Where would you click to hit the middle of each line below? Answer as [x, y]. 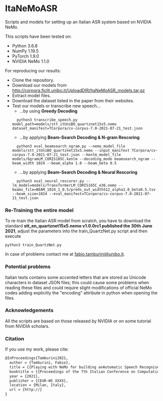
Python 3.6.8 [25, 46]
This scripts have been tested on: [38, 36]
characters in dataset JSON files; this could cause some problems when [77, 282]
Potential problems [28, 267]
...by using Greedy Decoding [48, 111]
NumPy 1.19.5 [25, 51]
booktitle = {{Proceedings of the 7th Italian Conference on [73, 371]
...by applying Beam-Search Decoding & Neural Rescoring [78, 172]
